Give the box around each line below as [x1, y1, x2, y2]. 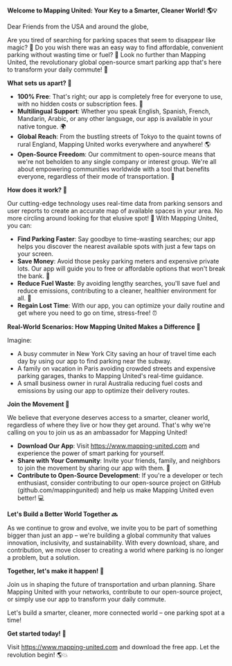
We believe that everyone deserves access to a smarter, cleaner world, [7, 414, 210, 421]
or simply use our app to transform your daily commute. [7, 595, 166, 603]
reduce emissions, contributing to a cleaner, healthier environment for [17, 286, 217, 295]
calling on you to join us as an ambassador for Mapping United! [7, 428, 188, 437]
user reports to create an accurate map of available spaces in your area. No [7, 206, 223, 215]
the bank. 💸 [17, 272, 51, 280]
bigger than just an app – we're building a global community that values [7, 531, 211, 539]
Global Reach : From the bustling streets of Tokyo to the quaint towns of [17, 132, 222, 140]
